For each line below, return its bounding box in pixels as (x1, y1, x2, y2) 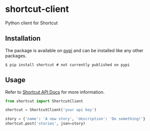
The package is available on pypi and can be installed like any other (5, 47, 144, 53)
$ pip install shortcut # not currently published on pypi (5, 62, 130, 67)
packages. (5, 53, 27, 59)
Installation (5, 34, 41, 43)
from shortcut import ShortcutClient (5, 98, 83, 104)
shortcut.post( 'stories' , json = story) (5, 121, 85, 126)
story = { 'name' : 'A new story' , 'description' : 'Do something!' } (5, 117, 146, 122)
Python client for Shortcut (5, 20, 58, 26)
